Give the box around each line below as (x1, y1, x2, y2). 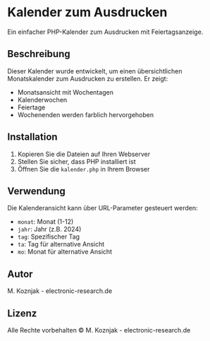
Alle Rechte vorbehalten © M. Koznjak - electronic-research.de (7, 326, 191, 334)
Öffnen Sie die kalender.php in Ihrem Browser (17, 164, 150, 173)
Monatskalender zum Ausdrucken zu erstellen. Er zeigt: (7, 74, 168, 83)
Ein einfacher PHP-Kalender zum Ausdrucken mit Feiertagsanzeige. (7, 28, 204, 36)
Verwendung (7, 185, 66, 197)
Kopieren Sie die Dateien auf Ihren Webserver (17, 150, 151, 158)
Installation (7, 131, 58, 143)
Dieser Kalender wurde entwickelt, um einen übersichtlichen (7, 66, 183, 75)
